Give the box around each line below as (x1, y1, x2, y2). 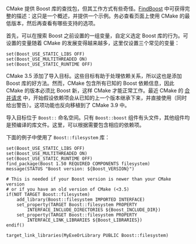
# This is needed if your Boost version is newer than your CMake (6, 176, 171, 182)
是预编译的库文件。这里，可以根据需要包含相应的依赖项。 (6, 122, 145, 128)
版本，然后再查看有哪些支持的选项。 (11, 20, 98, 26)
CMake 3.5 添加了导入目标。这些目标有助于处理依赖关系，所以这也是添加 (6, 73, 183, 79)
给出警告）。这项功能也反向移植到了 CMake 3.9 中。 (6, 102, 130, 108)
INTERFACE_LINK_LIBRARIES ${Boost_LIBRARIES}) (27, 217, 143, 223)
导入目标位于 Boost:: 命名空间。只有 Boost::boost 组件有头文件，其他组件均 (6, 114, 190, 121)
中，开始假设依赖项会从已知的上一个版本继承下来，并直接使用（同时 (22, 94, 187, 101)
